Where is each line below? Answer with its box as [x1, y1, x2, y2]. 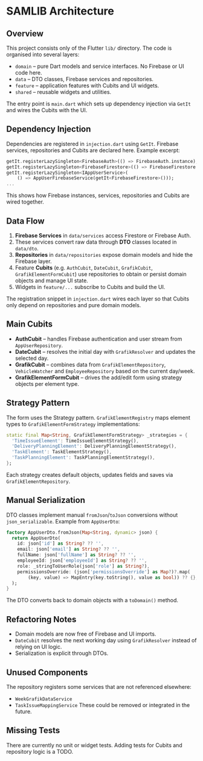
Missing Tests [6, 725, 60, 736]
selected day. [14, 354, 49, 362]
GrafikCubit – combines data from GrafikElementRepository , [14, 361, 166, 368]
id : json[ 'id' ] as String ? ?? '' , [17, 540, 104, 547]
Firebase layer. [14, 258, 52, 265]
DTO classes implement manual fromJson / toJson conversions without [6, 511, 178, 519]
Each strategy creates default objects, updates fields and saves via [6, 471, 173, 478]
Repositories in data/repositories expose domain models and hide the [14, 251, 193, 258]
